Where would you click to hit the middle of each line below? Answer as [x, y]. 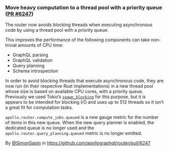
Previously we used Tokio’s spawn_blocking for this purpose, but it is [75, 97]
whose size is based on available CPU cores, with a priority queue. [74, 92]
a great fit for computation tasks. [39, 108]
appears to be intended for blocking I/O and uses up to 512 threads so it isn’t [84, 102]
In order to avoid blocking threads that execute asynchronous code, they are [84, 81]
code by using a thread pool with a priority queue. [57, 30]
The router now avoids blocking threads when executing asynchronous [79, 25]
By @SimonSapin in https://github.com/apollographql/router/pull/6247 [78, 143]
